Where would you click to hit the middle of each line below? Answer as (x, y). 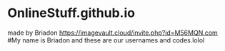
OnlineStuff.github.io (71, 13)
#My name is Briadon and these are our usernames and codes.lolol (106, 40)
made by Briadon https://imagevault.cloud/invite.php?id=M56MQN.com (112, 33)
